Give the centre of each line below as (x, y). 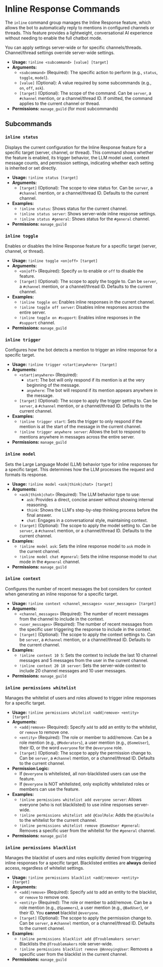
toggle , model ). (34, 77)
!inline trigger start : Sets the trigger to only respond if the (81, 421)
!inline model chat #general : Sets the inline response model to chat (88, 556)
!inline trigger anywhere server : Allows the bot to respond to (82, 432)
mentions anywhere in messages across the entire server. (77, 437)
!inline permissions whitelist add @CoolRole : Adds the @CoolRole (87, 815)
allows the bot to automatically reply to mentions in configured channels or (80, 27)
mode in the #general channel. (49, 562)
